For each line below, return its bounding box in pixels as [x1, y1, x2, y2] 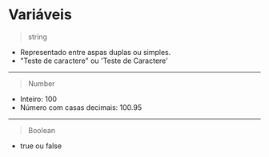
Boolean [27, 125, 56, 135]
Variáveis [8, 6, 72, 24]
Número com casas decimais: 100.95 [19, 102, 143, 112]
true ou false [19, 141, 62, 151]
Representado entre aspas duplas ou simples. [19, 47, 171, 57]
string [27, 32, 48, 41]
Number [27, 78, 55, 88]
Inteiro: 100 [19, 94, 58, 104]
